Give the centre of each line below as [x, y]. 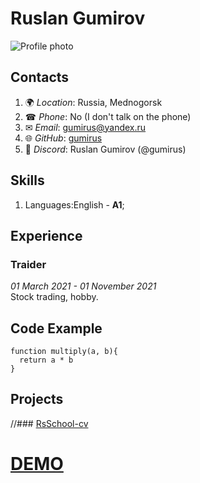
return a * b [46, 360]
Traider [28, 264]
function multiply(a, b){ [64, 352]
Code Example [56, 328]
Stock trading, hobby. [54, 297]
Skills [27, 180]
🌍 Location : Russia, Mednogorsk [93, 102]
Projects [37, 399]
